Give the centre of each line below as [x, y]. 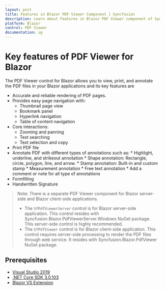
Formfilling [23, 179]
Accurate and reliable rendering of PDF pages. [59, 95]
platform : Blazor [23, 23]
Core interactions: [30, 127]
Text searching [35, 137]
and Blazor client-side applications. [62, 199]
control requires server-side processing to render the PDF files [88, 234]
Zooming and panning [42, 132]
